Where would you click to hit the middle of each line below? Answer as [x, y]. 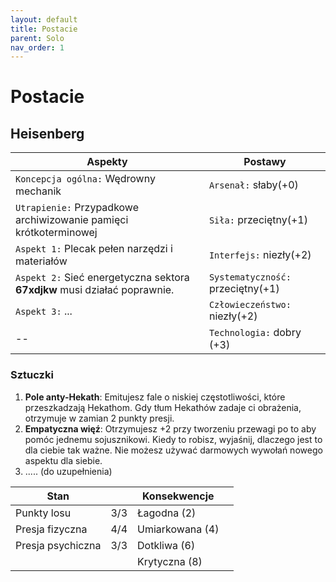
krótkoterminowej [56, 233]
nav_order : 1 [37, 47]
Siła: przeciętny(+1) [258, 220]
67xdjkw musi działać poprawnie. [95, 290]
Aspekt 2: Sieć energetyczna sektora [102, 278]
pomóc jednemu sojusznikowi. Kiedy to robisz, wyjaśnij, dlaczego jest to [173, 439]
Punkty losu [43, 513]
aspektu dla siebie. [63, 460]
